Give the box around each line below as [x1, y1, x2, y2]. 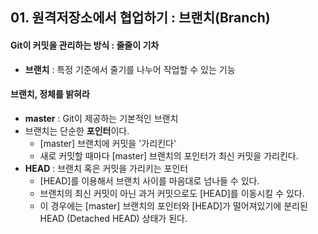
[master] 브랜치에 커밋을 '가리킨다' [39, 137, 177, 149]
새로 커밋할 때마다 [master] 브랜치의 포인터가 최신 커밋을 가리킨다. [39, 149, 299, 162]
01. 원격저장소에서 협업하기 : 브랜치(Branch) [10, 9, 271, 27]
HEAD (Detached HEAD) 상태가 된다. [39, 212, 188, 224]
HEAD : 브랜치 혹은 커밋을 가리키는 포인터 [24, 162, 189, 174]
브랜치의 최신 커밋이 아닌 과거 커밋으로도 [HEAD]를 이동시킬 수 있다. [39, 187, 305, 199]
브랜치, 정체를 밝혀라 [10, 88, 90, 100]
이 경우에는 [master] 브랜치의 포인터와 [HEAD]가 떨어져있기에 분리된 [39, 199, 308, 212]
